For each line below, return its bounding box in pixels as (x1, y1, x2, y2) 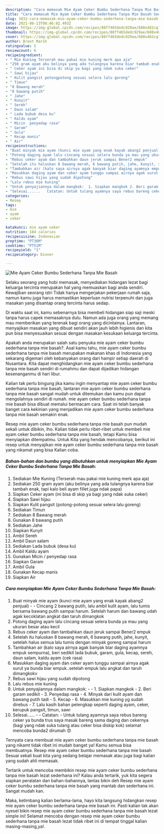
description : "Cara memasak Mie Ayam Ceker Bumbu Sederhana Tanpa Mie (5, 7, 152, 12)
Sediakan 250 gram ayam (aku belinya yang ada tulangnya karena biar (12, 481, 154, 487)
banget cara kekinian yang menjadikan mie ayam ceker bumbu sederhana (5, 406, 154, 412)
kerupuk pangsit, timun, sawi (12, 706, 71, 712)
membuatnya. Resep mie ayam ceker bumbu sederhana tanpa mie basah (5, 747, 152, 753)
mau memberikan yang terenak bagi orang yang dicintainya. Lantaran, (5, 320, 146, 325)
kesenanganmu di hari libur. (5, 371, 61, 377)
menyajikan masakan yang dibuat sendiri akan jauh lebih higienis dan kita (5, 325, 153, 331)
